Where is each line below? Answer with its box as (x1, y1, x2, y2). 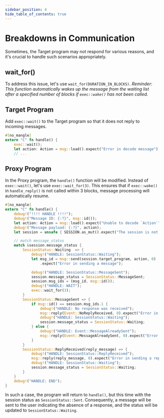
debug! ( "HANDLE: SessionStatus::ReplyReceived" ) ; (31, 351, 134, 356)
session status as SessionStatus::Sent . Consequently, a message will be (5, 397, 151, 403)
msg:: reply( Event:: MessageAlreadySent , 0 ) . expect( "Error (40, 333, 159, 338)
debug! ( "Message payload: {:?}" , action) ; (14, 225, 102, 230)
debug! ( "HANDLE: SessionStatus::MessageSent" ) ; (31, 270, 130, 275)
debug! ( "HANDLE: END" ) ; (14, 379, 62, 383)
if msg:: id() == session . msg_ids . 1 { (31, 302, 108, 306)
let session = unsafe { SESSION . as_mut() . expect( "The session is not (14, 229, 159, 234)
